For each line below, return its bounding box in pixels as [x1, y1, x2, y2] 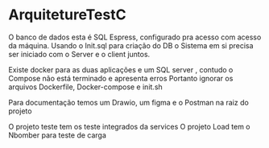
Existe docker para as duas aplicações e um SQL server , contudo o [8, 64, 234, 74]
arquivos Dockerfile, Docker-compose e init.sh [8, 82, 163, 92]
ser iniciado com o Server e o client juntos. [8, 49, 151, 59]
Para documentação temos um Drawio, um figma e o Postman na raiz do [8, 97, 250, 107]
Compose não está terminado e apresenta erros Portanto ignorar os [8, 73, 234, 83]
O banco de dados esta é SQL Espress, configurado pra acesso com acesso [8, 32, 262, 42]
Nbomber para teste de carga [8, 130, 107, 140]
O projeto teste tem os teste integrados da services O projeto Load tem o [8, 121, 251, 131]
